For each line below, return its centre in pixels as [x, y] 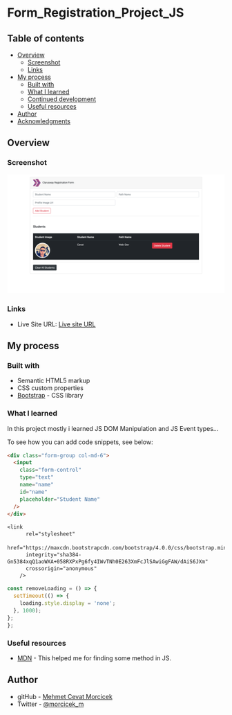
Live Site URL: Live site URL [56, 324]
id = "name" [34, 492]
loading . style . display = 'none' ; [68, 603]
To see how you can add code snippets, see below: [80, 442]
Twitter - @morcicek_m [50, 704]
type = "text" [37, 477]
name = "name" [37, 485]
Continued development [62, 99]
